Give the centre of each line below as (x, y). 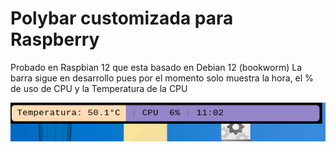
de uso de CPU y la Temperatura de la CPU (99, 88)
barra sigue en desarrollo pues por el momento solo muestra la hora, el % (162, 78)
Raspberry (55, 39)
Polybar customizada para (122, 18)
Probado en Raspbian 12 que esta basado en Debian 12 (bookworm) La (156, 67)
